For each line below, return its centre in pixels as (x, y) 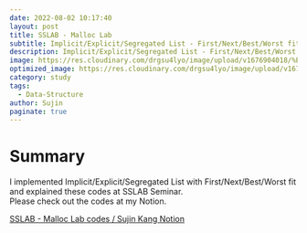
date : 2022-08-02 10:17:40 (61, 18)
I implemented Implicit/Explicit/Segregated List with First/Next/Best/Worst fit (153, 182)
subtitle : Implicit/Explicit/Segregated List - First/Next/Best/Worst (147, 43)
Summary (47, 157)
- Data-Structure (51, 94)
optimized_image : (42, 69)
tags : (20, 86)
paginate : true (38, 111)
